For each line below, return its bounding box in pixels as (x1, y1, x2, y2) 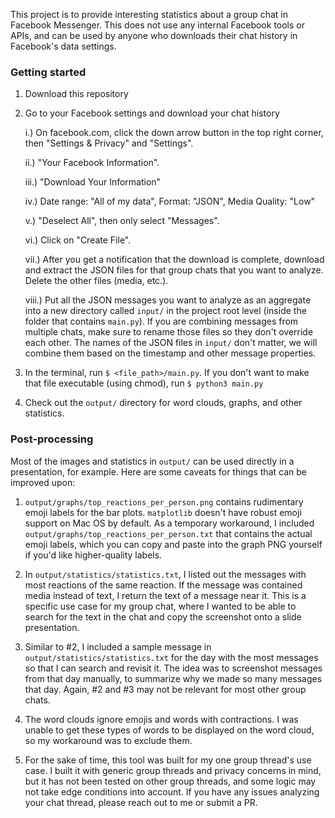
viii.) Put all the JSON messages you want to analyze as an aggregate (24, 294, 312, 306)
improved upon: (10, 476, 76, 488)
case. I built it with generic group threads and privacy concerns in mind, (24, 764, 322, 776)
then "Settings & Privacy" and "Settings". (24, 137, 194, 149)
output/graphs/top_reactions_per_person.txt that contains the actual (24, 527, 313, 539)
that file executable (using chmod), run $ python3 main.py (24, 377, 264, 389)
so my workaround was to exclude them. (24, 734, 193, 746)
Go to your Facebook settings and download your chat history (24, 107, 280, 119)
